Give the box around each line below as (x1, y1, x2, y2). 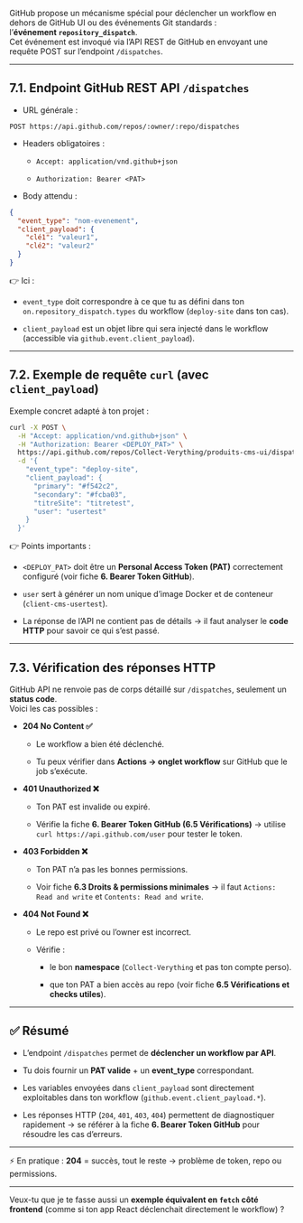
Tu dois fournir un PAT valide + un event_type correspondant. (22, 1065, 254, 1076)
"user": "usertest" (32, 507, 106, 516)
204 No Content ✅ (22, 720, 93, 731)
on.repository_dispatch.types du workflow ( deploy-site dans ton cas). (22, 305, 289, 316)
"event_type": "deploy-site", (25, 465, 140, 474)
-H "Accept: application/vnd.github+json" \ (17, 431, 188, 441)
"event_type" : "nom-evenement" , (17, 216, 140, 225)
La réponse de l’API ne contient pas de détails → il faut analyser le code (22, 616, 289, 627)
